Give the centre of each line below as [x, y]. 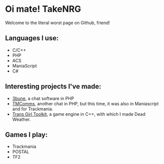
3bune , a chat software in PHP [43, 98]
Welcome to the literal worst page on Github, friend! [58, 23]
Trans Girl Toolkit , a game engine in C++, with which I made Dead [79, 114]
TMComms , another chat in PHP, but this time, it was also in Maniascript [85, 103]
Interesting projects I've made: [53, 86]
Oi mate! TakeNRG [43, 9]
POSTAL [21, 152]
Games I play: [26, 135]
